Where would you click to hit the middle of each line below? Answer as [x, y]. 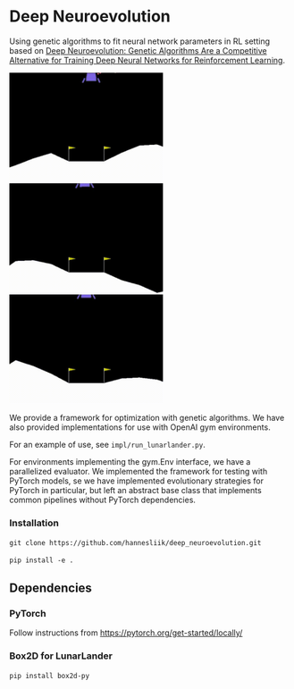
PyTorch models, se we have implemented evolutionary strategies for [137, 481]
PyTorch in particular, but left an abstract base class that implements [135, 491]
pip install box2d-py [50, 676]
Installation [34, 523]
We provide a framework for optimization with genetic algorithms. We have [147, 418]
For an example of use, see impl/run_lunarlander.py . [107, 445]
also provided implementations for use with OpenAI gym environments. [140, 427]
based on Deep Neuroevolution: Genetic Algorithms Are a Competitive [138, 50]
